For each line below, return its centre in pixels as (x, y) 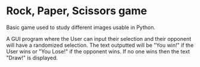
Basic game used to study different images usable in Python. (81, 27)
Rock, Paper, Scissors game (77, 11)
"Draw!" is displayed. (32, 58)
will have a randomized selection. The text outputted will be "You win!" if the (100, 45)
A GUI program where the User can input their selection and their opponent (99, 39)
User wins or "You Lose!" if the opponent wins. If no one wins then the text (98, 51)
